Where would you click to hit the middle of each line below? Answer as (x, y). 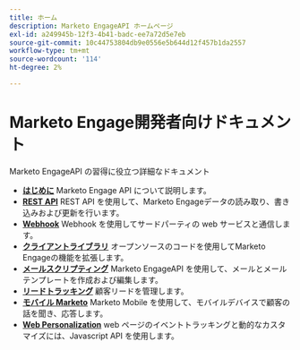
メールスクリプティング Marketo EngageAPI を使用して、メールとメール (154, 269)
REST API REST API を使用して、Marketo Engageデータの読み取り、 (148, 201)
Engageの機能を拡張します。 (75, 257)
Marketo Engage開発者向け (111, 123)
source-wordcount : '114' (56, 59)
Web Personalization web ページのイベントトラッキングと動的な (142, 324)
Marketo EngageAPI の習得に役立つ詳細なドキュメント (110, 171)
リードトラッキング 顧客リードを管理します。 (105, 291)
